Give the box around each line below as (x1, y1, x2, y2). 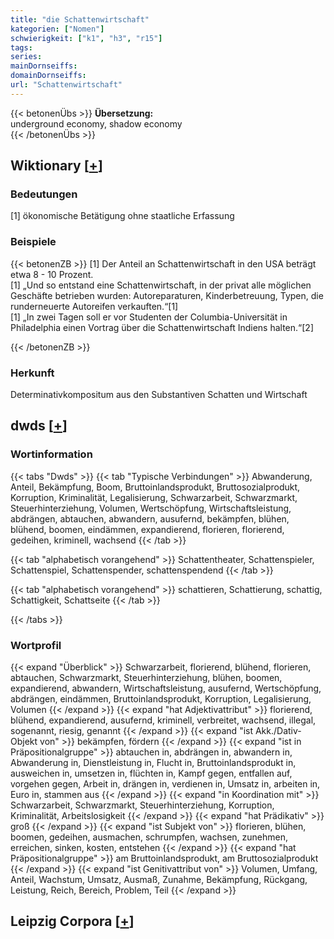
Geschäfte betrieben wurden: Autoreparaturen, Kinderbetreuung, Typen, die (10, 289, 324, 301)
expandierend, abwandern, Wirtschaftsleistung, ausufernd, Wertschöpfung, (10, 682, 322, 695)
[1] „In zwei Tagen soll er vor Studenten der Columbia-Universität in (10, 311, 288, 323)
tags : (10, 42, 33, 53)
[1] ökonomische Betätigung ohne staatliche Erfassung (10, 210, 235, 222)
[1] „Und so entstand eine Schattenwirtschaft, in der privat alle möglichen (10, 279, 312, 291)
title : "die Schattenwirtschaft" (10, 14, 150, 25)
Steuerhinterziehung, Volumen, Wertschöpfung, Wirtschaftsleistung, (10, 502, 292, 514)
